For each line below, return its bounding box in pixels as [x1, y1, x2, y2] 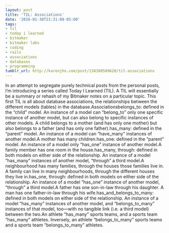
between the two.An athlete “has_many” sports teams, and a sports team [5, 211, 158, 217]
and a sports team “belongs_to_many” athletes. [5, 222, 104, 228]
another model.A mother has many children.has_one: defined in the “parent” [5, 136, 164, 142]
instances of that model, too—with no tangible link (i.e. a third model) [5, 206, 149, 212]
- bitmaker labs [5, 40, 39, 45]
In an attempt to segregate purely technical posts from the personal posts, [5, 82, 160, 88]
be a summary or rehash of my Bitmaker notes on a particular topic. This [5, 93, 156, 99]
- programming [5, 64, 35, 69]
